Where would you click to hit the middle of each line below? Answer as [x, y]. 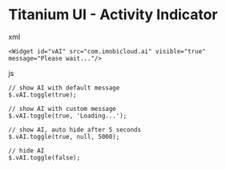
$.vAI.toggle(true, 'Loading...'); [68, 116]
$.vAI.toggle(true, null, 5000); [64, 136]
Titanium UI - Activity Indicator [113, 15]
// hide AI [26, 150]
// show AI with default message [64, 88]
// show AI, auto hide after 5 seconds [75, 129]
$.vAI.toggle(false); [44, 157]
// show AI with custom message [62, 109]
